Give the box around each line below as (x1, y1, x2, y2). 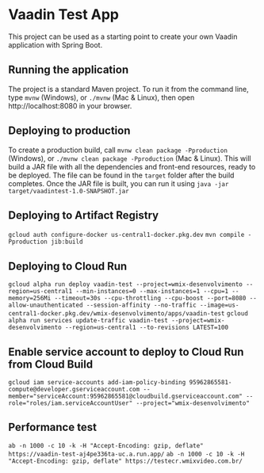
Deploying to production (8, 124, 131, 138)
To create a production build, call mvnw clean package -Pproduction (8, 145, 228, 154)
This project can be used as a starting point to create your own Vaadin (8, 32, 238, 41)
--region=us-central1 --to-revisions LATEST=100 (64, 323, 228, 332)
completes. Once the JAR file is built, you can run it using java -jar (8, 178, 229, 188)
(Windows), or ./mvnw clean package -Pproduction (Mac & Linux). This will (8, 153, 251, 163)
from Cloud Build (8, 357, 94, 371)
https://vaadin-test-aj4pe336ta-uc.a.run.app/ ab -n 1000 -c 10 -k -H (8, 450, 245, 458)
